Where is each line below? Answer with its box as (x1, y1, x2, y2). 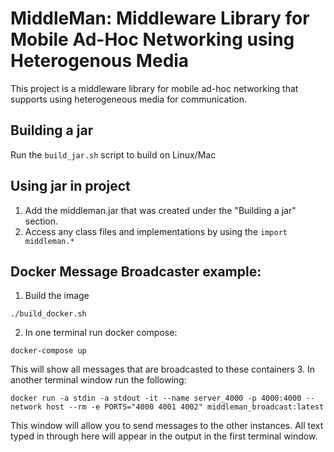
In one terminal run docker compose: (24, 327, 178, 339)
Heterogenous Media (10, 50, 190, 72)
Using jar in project (10, 178, 131, 195)
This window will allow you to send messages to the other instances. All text (10, 420, 324, 432)
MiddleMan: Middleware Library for (10, 7, 310, 30)
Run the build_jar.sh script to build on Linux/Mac (10, 148, 217, 161)
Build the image (24, 290, 90, 302)
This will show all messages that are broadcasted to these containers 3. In (10, 363, 316, 376)
